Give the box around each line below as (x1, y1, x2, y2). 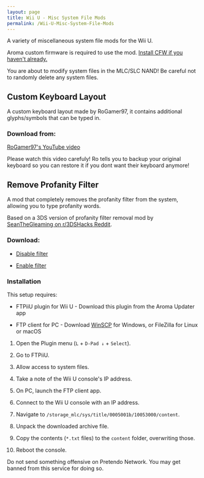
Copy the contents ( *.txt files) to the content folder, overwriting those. (15, 434, 195, 441)
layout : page (7, 9, 40, 15)
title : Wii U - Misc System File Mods (7, 15, 106, 21)
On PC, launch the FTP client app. (15, 387, 102, 394)
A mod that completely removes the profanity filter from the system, (7, 196, 178, 203)
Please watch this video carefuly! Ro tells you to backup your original (7, 155, 181, 163)
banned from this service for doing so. (7, 465, 104, 472)
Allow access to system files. (15, 363, 89, 370)
